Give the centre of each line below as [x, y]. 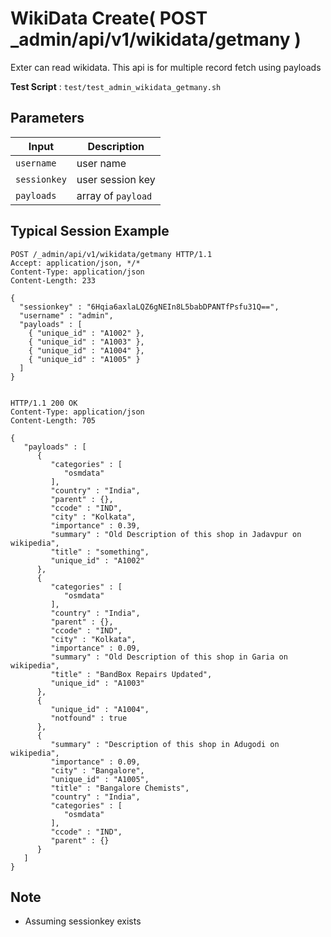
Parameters [47, 118]
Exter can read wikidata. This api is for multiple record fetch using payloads [166, 67]
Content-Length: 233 [53, 280]
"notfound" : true [89, 718]
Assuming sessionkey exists [83, 921]
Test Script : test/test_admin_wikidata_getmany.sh [116, 86]
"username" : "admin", [66, 315]
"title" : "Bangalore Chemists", [120, 788]
